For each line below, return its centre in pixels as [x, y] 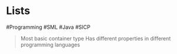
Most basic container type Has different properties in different [96, 38]
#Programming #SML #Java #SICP [48, 27]
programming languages [50, 45]
